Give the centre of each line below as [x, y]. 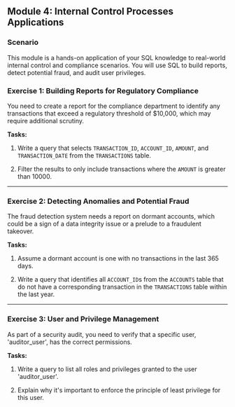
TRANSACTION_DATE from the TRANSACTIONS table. [84, 155]
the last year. [36, 294]
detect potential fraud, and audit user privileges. [77, 72]
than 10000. [35, 176]
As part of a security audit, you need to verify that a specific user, [102, 334]
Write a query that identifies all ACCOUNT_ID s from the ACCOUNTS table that [120, 280]
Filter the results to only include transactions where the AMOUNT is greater [121, 169]
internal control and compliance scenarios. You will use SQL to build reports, [117, 65]
